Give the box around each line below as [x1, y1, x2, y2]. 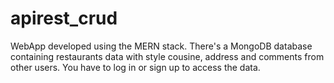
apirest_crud [10, 7, 118, 30]
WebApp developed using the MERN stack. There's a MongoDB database [10, 40, 313, 52]
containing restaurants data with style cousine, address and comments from [10, 50, 325, 62]
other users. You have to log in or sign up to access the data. [10, 61, 261, 73]
